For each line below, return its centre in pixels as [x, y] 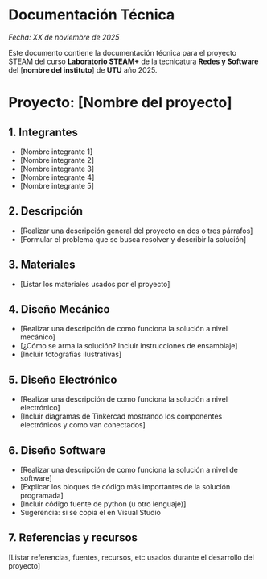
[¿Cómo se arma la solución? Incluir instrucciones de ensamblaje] [129, 346]
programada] [42, 495]
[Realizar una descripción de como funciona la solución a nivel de [129, 470]
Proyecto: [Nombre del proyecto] [120, 103]
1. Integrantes [43, 132]
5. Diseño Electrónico [63, 379]
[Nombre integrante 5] [57, 185]
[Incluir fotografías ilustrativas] [71, 354]
